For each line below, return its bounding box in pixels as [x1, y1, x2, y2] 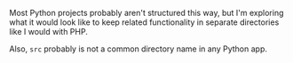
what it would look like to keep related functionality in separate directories [9, 17, 280, 28]
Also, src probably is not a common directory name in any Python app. [9, 43, 268, 54]
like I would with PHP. [9, 27, 89, 36]
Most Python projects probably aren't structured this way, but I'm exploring [9, 8, 284, 18]
